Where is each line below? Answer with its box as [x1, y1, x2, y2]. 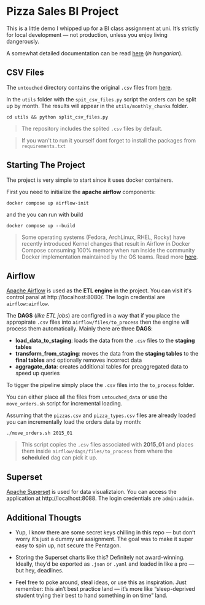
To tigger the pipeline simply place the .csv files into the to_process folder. [6, 381, 195, 389]
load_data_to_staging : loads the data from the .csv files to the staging [15, 337, 195, 345]
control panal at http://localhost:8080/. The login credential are [6, 294, 166, 301]
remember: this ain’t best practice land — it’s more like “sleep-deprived [15, 585, 195, 592]
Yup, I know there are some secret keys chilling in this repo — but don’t [15, 529, 196, 536]
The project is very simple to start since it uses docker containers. [6, 176, 174, 184]
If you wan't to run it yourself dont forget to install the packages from [21, 136, 196, 144]
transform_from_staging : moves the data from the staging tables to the [15, 350, 199, 357]
